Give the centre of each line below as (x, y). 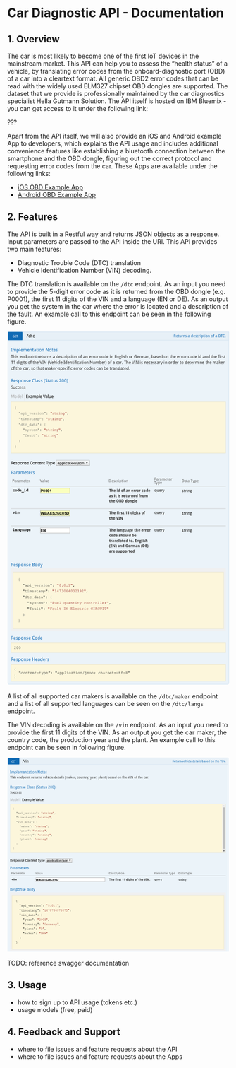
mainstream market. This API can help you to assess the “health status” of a (117, 64)
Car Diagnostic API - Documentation (116, 13)
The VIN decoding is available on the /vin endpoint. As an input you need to (118, 724)
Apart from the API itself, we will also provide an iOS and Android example (114, 136)
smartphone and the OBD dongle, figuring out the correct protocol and (110, 158)
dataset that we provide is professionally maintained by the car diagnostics (116, 94)
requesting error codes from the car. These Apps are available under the (112, 166)
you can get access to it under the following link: (78, 108)
